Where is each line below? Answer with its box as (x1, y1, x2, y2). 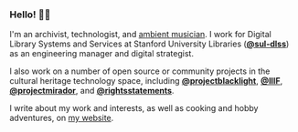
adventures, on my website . (9, 113, 114, 124)
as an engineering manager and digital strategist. (9, 48, 195, 59)
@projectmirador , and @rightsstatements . (9, 86, 175, 96)
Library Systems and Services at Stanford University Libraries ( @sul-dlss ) (9, 38, 290, 49)
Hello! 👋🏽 (9, 8, 51, 21)
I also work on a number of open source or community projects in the (9, 66, 271, 76)
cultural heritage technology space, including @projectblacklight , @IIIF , (9, 76, 283, 86)
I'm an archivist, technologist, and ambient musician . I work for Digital (9, 29, 271, 40)
